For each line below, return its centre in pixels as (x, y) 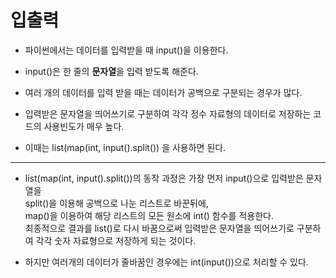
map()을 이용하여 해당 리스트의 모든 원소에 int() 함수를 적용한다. (149, 215)
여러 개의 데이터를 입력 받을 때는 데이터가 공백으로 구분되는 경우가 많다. (163, 92)
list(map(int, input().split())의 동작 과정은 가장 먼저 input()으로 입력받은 (164, 178)
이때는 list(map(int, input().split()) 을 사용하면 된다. (125, 147)
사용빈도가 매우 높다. (84, 126)
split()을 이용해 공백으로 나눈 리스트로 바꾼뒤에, (116, 203)
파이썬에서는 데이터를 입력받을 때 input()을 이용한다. (126, 50)
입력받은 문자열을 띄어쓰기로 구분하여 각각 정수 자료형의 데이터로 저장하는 (168, 113)
